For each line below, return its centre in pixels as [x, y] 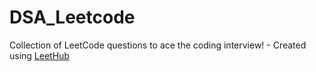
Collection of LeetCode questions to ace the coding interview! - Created [158, 45]
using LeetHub [39, 55]
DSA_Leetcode [72, 17]
